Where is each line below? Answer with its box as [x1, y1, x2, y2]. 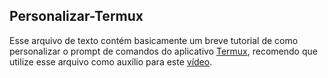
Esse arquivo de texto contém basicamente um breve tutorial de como [9, 34, 299, 46]
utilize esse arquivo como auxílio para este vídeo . [9, 55, 213, 68]
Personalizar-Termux [9, 8, 144, 25]
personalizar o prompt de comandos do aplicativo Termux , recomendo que [9, 45, 318, 57]
